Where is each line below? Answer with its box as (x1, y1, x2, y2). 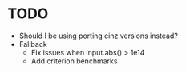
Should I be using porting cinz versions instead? (18, 31, 178, 40)
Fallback (18, 39, 47, 48)
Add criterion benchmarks (30, 56, 118, 66)
